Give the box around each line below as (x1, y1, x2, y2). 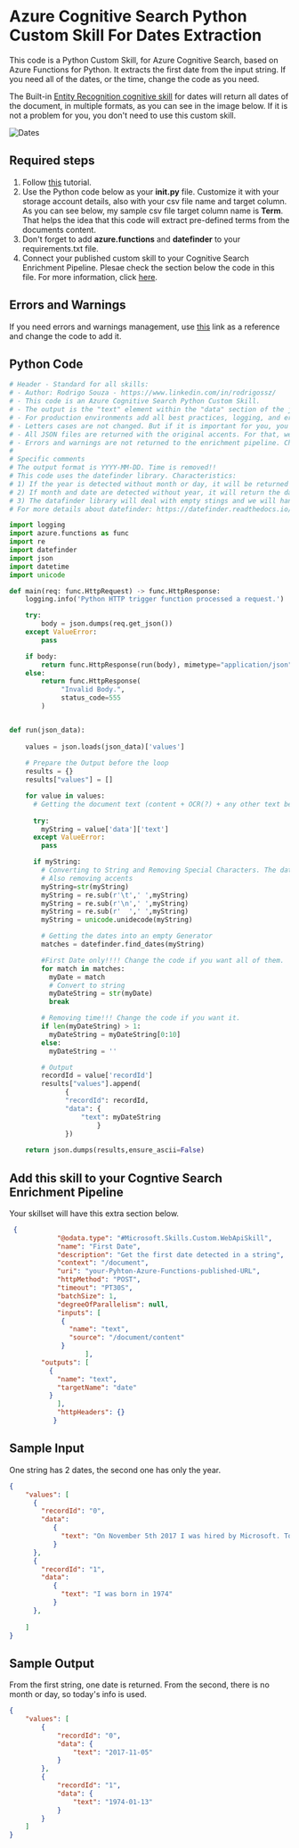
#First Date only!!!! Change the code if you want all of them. (41, 956, 285, 965)
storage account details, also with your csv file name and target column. (21, 195, 287, 206)
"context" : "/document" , (56, 1258, 149, 1268)
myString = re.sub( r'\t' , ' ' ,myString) (41, 891, 190, 899)
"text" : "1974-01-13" (72, 1797, 153, 1806)
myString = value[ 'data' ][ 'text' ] (41, 825, 169, 833)
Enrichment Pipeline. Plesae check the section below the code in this (21, 261, 275, 273)
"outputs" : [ (41, 1358, 90, 1367)
